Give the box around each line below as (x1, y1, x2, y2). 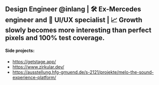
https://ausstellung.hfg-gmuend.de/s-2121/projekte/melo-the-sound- (12, 69, 154, 75)
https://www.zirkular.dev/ (12, 64, 65, 70)
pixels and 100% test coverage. (5, 34, 105, 42)
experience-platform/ (12, 74, 56, 80)
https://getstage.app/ (12, 58, 56, 64)
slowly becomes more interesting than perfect (5, 26, 152, 35)
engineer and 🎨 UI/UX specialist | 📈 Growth (5, 16, 143, 24)
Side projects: (5, 47, 35, 53)
